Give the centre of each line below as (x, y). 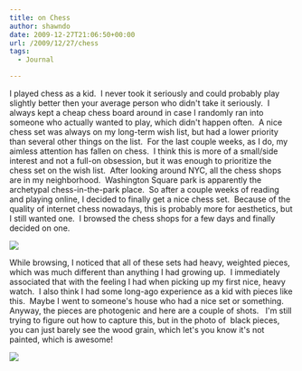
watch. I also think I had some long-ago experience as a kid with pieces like (151, 291)
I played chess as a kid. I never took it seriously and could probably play (145, 93)
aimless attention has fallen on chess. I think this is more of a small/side (144, 151)
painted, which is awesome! (61, 339)
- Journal (36, 60)
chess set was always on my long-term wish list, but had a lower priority (144, 132)
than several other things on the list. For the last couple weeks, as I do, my (149, 142)
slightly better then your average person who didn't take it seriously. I (140, 103)
